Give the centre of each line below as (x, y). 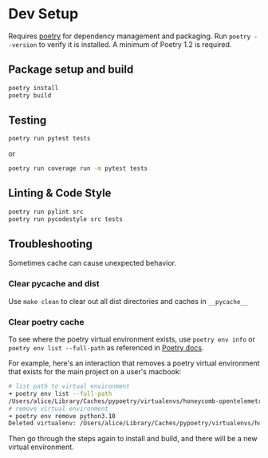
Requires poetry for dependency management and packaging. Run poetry (130, 36)
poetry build (30, 95)
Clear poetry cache (47, 322)
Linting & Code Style (60, 193)
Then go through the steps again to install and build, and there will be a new (133, 439)
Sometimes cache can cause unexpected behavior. (93, 263)
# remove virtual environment (59, 409)
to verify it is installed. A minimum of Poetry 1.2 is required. (135, 44)
